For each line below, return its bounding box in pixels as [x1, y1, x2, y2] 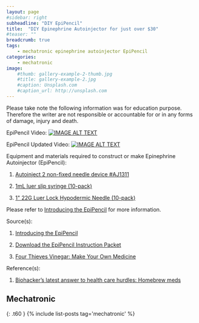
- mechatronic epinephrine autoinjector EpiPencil [17, 48, 148, 55]
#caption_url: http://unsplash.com [17, 88, 107, 94]
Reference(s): [6, 264, 41, 271]
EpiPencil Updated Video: [6, 141, 70, 148]
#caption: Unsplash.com [17, 82, 78, 88]
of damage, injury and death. [6, 117, 79, 124]
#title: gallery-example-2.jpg [17, 76, 96, 82]
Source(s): [6, 218, 33, 225]
